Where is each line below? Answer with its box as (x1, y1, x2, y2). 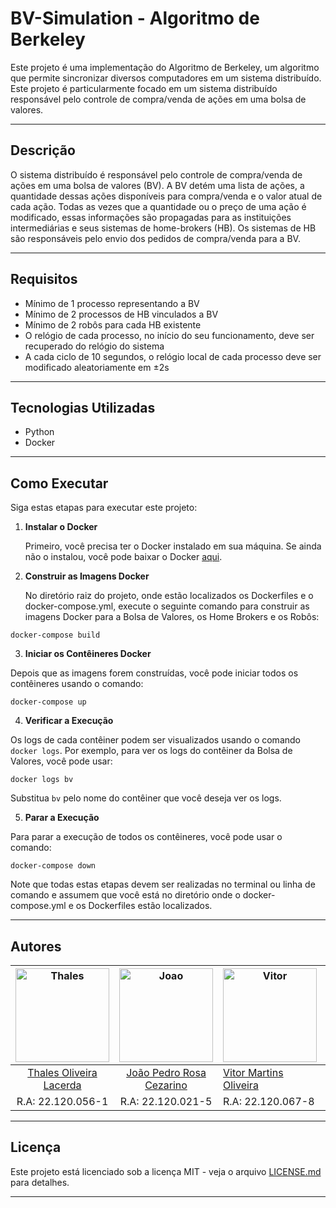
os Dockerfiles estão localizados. (75, 900, 213, 912)
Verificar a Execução (24, 715, 114, 727)
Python (24, 426, 55, 438)
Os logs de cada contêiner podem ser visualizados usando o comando (10, 734, 301, 746)
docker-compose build (10, 630, 101, 641)
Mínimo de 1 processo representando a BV (24, 297, 200, 309)
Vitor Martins (223, 1066, 284, 1079)
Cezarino (144, 1078, 188, 1092)
